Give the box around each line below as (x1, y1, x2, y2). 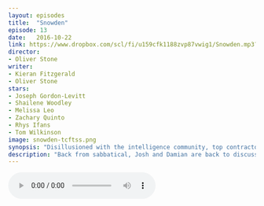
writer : (8, 63, 34, 71)
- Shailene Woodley (8, 99, 72, 107)
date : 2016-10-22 (8, 33, 72, 42)
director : (8, 48, 41, 56)
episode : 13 (8, 26, 47, 34)
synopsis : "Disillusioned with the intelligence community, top (8, 143, 223, 151)
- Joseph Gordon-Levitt (8, 92, 86, 100)
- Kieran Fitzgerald (8, 70, 76, 78)
